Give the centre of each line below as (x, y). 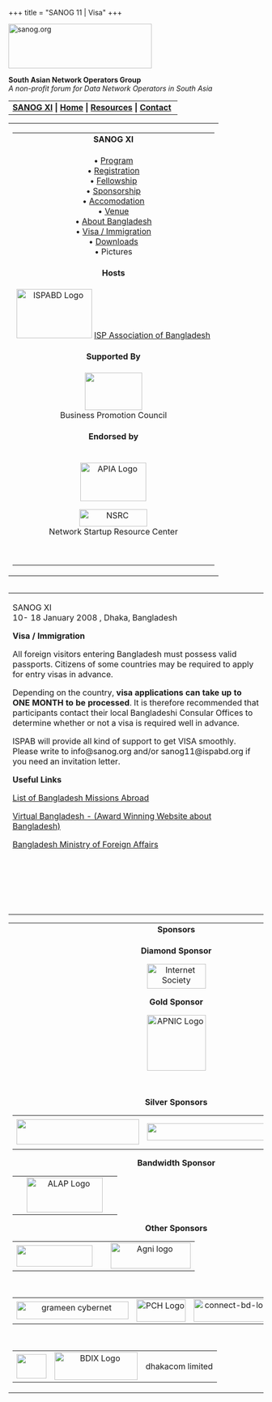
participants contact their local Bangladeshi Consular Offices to (133, 713)
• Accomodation (113, 201)
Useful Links (37, 780)
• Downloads (114, 241)
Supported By (113, 356)
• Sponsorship (114, 191)
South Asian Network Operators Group (75, 80)
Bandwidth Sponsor (176, 1163)
